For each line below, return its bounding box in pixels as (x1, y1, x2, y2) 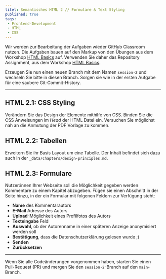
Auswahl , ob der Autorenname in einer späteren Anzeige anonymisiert (12, 224, 157, 230)
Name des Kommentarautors (12, 202, 72, 208)
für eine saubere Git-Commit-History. (5, 80, 81, 86)
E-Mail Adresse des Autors (12, 208, 68, 214)
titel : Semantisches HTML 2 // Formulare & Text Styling (5, 7, 125, 12)
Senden (12, 239, 29, 245)
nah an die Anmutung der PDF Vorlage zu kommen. (5, 122, 110, 128)
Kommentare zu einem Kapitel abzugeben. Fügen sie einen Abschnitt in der (5, 187, 159, 193)
